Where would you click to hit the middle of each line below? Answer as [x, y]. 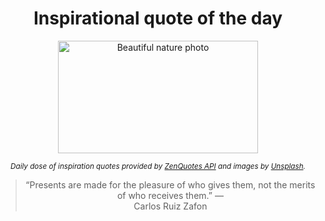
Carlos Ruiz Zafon [170, 206]
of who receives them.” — [170, 195]
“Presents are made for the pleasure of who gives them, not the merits [170, 184]
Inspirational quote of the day [158, 18]
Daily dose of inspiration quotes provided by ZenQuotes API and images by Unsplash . [158, 166]
